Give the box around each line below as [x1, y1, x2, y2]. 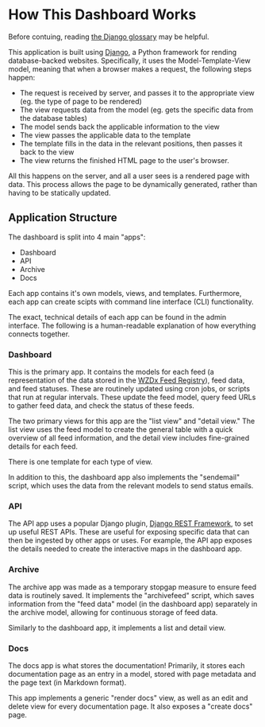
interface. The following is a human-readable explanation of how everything [8, 321, 256, 330]
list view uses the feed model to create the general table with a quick [8, 425, 233, 434]
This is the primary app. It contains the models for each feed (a [8, 367, 214, 377]
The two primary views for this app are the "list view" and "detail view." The [8, 416, 255, 426]
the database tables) [19, 113, 87, 122]
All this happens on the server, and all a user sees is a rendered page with [8, 171, 250, 181]
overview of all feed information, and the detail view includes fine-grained [8, 433, 250, 443]
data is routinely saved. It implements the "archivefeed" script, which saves [8, 590, 255, 600]
